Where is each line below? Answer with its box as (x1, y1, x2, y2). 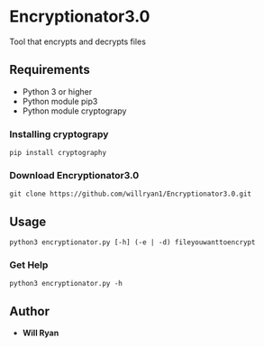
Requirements (9, 62, 90, 78)
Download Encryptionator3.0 (9, 169, 140, 181)
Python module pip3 (22, 96, 98, 106)
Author (9, 304, 50, 319)
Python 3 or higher (22, 86, 93, 96)
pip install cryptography (9, 149, 106, 158)
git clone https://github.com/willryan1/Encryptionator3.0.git (9, 189, 252, 199)
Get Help (9, 259, 49, 271)
